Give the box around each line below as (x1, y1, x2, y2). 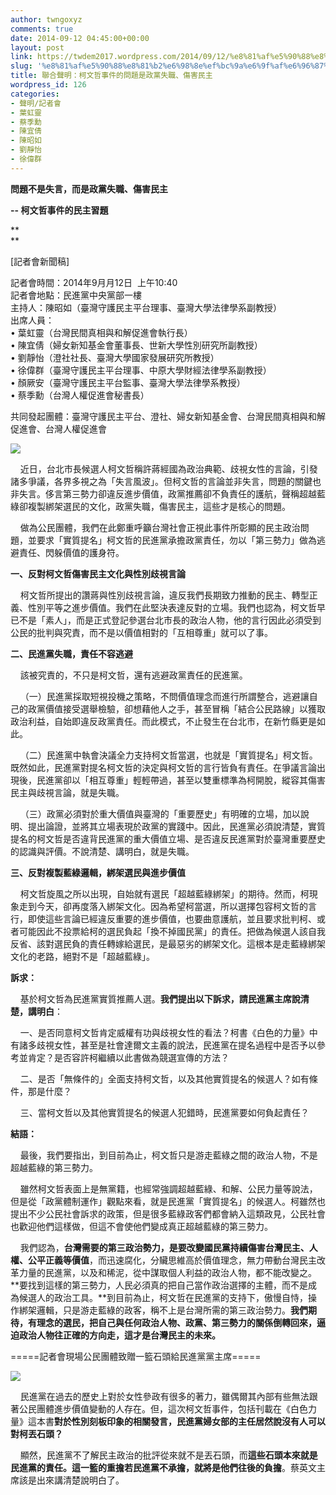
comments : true (10, 24, 74, 34)
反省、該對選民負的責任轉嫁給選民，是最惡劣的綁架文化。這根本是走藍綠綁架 (10, 937, 326, 950)
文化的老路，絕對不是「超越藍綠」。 (10, 950, 155, 962)
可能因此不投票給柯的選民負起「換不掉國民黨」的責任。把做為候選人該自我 (18, 925, 326, 937)
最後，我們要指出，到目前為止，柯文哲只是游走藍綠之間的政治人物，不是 (19, 1149, 318, 1161)
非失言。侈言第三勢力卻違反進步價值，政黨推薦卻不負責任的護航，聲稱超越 (10, 487, 317, 500)
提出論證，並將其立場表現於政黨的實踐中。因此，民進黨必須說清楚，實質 (27, 820, 326, 832)
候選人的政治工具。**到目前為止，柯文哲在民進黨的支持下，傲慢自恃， (18, 1291, 309, 1303)
